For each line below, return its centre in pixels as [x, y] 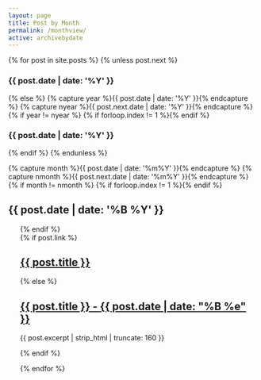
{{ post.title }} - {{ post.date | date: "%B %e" [133, 306]
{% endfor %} [42, 369]
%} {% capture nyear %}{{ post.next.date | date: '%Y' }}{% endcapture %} [131, 106]
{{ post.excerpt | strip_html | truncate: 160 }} [92, 338]
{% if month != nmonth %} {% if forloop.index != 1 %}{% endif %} [115, 185]
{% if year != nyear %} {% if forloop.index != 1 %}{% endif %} [109, 115]
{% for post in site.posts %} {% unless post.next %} [93, 60]
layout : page [30, 15]
